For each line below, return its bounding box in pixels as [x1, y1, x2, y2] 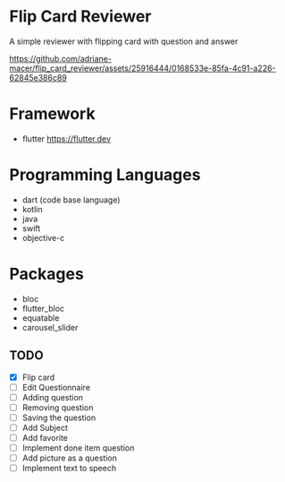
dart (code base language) [21, 194, 121, 205]
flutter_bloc [21, 303, 65, 314]
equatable [21, 312, 60, 323]
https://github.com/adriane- [9, 53, 112, 64]
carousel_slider [21, 322, 79, 332]
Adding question [21, 392, 83, 402]
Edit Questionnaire [21, 382, 91, 392]
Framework [9, 104, 96, 125]
